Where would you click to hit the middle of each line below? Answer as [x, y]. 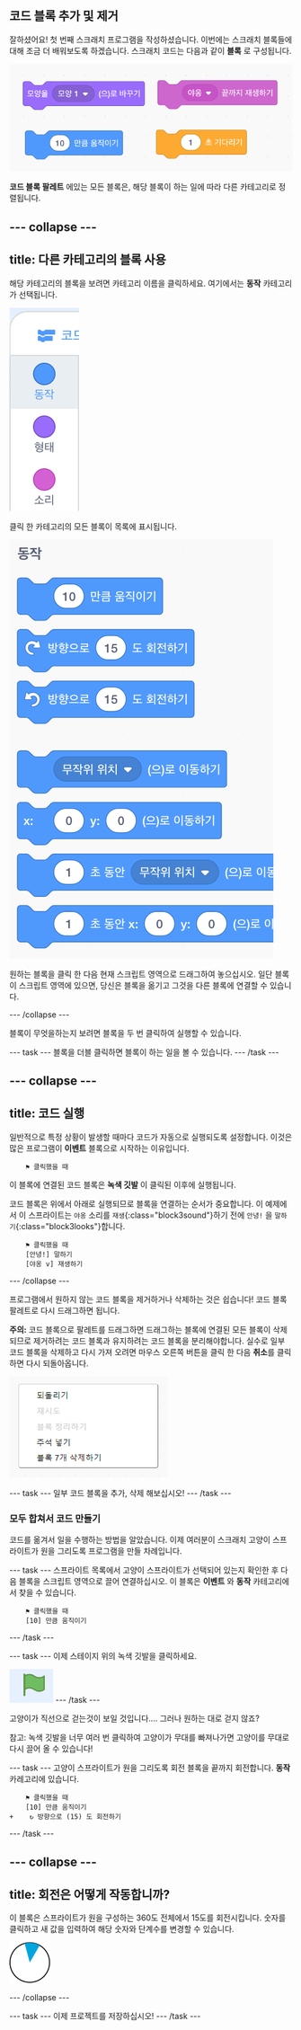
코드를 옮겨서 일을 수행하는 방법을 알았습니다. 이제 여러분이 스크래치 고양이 [140, 1540]
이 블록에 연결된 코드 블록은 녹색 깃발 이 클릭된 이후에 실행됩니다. [123, 1184]
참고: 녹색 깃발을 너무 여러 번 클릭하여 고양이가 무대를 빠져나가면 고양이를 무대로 [150, 1738]
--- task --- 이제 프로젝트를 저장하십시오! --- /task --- [105, 2017]
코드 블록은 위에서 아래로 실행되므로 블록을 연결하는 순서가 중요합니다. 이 [136, 1203]
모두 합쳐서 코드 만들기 [55, 1519]
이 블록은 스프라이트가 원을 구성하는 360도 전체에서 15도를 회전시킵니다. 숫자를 [147, 1918]
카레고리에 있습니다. [44, 1779]
